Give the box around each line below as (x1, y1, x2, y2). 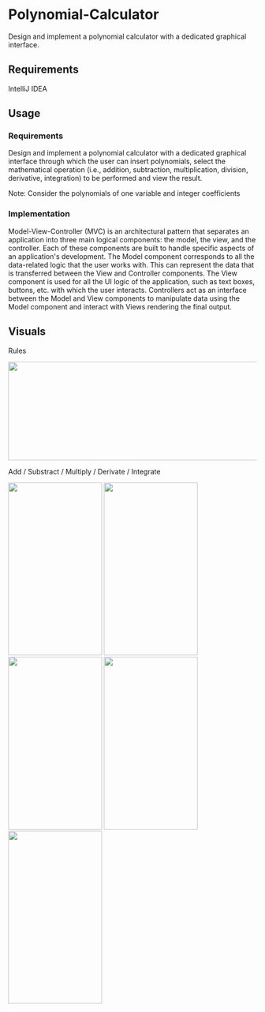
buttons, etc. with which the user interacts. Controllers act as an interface (8, 285, 247, 294)
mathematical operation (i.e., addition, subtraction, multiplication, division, (8, 165, 248, 174)
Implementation (8, 208, 71, 219)
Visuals (8, 325, 46, 339)
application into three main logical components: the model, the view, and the (8, 234, 256, 244)
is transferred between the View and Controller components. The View (8, 268, 238, 278)
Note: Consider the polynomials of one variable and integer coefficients (8, 189, 241, 198)
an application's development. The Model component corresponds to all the (8, 251, 255, 261)
